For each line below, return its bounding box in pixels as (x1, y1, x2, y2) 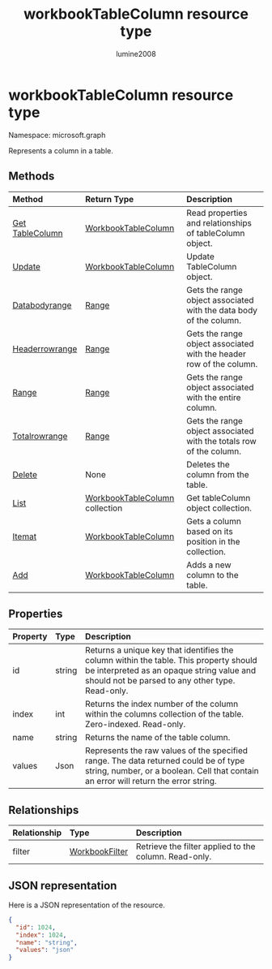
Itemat (12, 531, 37, 542)
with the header (185, 348, 247, 360)
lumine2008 (116, 49, 156, 58)
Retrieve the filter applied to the (136, 841, 256, 852)
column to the (185, 569, 239, 580)
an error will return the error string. (84, 776, 217, 787)
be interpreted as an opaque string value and (84, 665, 257, 676)
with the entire (185, 391, 241, 403)
